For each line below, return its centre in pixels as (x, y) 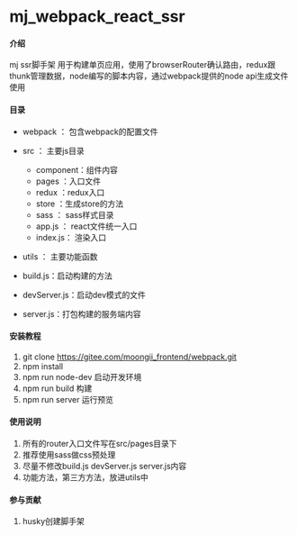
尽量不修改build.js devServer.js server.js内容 (104, 466)
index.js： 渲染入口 (71, 237)
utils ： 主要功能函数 (60, 256)
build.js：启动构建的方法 (67, 276)
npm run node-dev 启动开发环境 (82, 376)
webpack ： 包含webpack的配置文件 (90, 131)
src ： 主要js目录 (53, 150)
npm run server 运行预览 (68, 399)
